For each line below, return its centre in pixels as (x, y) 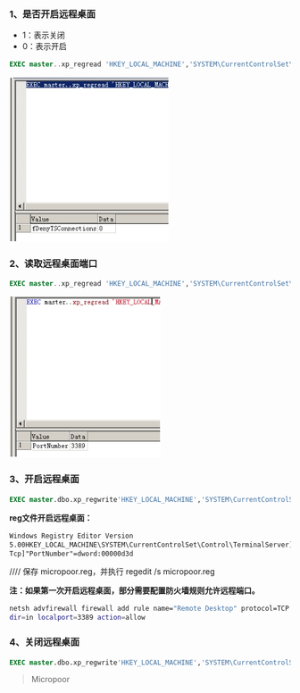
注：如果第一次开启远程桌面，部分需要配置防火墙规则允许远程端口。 (134, 590)
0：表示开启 (44, 46)
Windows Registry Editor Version (71, 536)
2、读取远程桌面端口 (54, 263)
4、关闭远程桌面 (45, 642)
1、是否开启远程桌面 (53, 13)
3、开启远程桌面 (45, 480)
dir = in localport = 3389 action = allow (77, 618)
